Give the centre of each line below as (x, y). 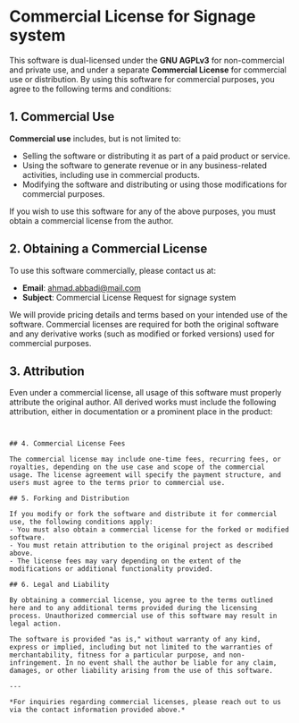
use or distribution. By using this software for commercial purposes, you (142, 79)
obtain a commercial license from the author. (91, 220)
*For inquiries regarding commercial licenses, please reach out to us (145, 702)
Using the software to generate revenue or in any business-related (145, 165)
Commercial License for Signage (133, 17)
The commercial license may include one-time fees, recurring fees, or (145, 459)
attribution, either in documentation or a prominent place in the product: (141, 412)
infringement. (36, 663)
